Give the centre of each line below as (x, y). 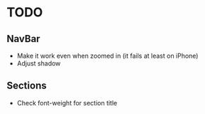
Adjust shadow (39, 63)
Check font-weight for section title (67, 103)
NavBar (23, 39)
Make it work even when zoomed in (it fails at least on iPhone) (107, 56)
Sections (27, 86)
